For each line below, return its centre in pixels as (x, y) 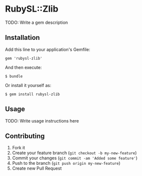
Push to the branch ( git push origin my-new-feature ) (66, 163)
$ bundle (14, 76)
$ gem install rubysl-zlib (32, 94)
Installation (22, 38)
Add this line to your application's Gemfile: (48, 49)
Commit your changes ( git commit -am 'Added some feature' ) (75, 158)
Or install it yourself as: (28, 85)
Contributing (25, 136)
